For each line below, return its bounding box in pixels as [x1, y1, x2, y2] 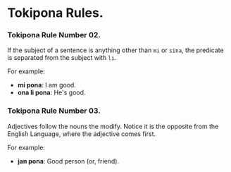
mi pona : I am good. [17, 81, 76, 90]
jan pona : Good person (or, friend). [17, 156, 120, 165]
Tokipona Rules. [7, 5, 104, 21]
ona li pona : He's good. [17, 88, 86, 97]
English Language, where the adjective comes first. [7, 129, 156, 138]
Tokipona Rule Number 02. [7, 30, 101, 40]
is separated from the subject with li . [7, 54, 117, 62]
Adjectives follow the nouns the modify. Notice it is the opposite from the [7, 122, 219, 130]
